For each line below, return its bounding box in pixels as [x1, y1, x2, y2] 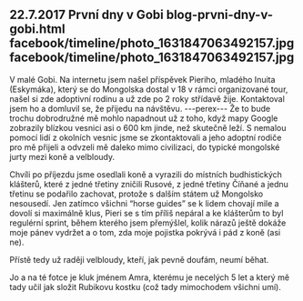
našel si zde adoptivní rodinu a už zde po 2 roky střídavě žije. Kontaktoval [9, 93, 285, 104]
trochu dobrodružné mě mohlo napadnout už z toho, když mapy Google [9, 113, 278, 124]
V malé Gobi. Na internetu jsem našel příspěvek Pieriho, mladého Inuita [9, 74, 276, 85]
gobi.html [9, 22, 66, 37]
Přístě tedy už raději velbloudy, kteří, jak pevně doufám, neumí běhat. [9, 254, 269, 265]
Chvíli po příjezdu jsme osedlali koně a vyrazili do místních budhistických [9, 168, 282, 180]
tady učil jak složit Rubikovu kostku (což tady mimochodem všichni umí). [9, 281, 282, 292]
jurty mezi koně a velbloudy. [9, 151, 116, 162]
